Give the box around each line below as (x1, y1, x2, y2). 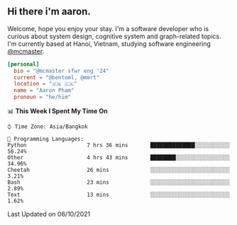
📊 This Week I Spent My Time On (7, 107, 108, 115)
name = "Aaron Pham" (13, 87, 75, 94)
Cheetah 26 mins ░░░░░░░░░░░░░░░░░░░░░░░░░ (7, 166, 231, 174)
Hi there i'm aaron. (7, 6, 91, 18)
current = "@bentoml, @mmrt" (13, 74, 100, 81)
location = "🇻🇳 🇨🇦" (13, 81, 77, 88)
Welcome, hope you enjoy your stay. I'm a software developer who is (7, 24, 209, 33)
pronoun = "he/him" (13, 93, 72, 101)
